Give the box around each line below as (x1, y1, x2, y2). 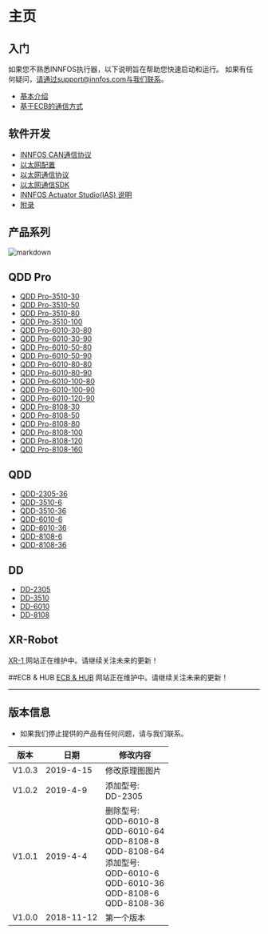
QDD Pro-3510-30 (19, 291, 80, 301)
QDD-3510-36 (19, 506, 67, 516)
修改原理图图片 (104, 765, 162, 776)
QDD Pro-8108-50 (19, 411, 80, 420)
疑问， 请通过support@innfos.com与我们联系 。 (14, 74, 168, 84)
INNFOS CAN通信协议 (19, 150, 92, 159)
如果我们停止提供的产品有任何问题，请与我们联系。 (19, 728, 188, 738)
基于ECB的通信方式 (19, 102, 84, 110)
